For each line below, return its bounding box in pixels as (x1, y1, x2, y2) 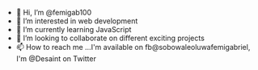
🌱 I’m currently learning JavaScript (15, 25, 132, 34)
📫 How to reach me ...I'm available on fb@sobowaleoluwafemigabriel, (15, 43, 251, 51)
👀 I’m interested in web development (15, 16, 138, 26)
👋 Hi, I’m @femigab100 (15, 8, 92, 17)
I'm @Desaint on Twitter (15, 54, 97, 64)
